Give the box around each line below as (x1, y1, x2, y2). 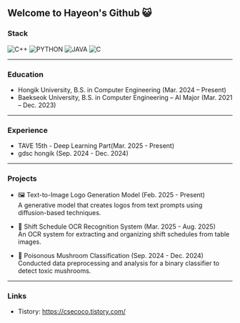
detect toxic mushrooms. (17, 266, 91, 275)
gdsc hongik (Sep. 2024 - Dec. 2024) (17, 149, 129, 158)
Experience (7, 125, 48, 135)
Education (7, 69, 44, 79)
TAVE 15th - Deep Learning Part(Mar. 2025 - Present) (17, 141, 175, 150)
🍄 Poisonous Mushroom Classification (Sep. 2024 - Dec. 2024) (17, 251, 204, 259)
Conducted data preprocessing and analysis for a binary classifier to (17, 259, 220, 267)
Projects (7, 174, 37, 184)
